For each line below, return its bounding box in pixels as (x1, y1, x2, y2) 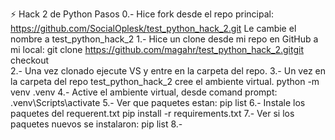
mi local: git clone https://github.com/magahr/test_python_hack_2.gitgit (10, 44, 304, 55)
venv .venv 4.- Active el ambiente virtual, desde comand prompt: (10, 86, 278, 98)
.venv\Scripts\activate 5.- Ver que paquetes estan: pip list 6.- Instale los (10, 97, 306, 108)
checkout (10, 54, 50, 66)
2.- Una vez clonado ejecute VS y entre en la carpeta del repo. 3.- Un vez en (10, 65, 326, 77)
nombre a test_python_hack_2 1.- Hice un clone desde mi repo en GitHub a (10, 33, 319, 45)
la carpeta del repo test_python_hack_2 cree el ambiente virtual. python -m (10, 76, 320, 87)
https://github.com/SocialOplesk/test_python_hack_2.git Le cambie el (10, 23, 297, 34)
